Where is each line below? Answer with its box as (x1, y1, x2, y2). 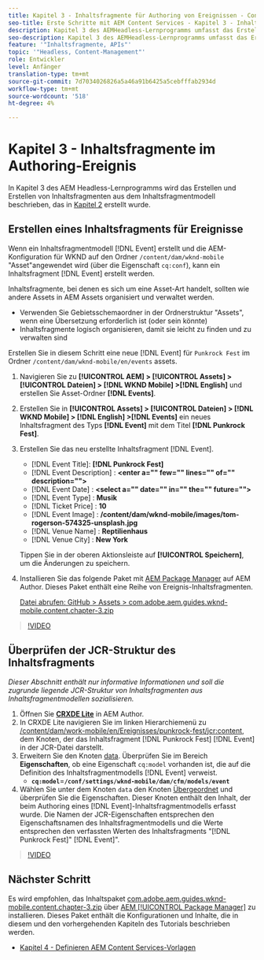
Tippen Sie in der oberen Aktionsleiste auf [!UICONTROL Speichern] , (19, 549, 244, 560)
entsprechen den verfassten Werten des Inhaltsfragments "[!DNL (19, 826, 230, 835)
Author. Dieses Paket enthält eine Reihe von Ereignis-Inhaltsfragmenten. (19, 582, 254, 591)
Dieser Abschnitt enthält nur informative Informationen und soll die (8, 677, 225, 687)
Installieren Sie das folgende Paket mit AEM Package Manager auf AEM (19, 573, 251, 583)
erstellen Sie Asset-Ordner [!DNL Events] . (19, 388, 156, 398)
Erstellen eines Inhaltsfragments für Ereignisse (8, 222, 244, 236)
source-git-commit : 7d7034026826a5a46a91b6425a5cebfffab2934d (8, 77, 216, 85)
